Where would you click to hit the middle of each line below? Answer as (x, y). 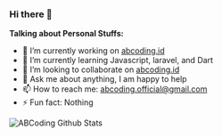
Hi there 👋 (31, 14)
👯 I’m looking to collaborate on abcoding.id (101, 69)
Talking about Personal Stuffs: (66, 34)
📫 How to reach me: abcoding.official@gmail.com (115, 89)
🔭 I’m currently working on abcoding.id (93, 51)
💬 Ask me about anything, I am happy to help (104, 79)
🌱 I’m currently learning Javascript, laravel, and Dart (118, 60)
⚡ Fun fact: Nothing (58, 102)
